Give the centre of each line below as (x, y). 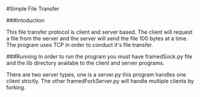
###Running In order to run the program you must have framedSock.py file (99, 56)
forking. (16, 87)
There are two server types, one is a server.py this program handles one (96, 74)
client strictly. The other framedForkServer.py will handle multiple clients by (100, 81)
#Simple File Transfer (33, 9)
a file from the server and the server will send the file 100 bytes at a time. (97, 38)
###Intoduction (25, 20)
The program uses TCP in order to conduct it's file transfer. (80, 45)
